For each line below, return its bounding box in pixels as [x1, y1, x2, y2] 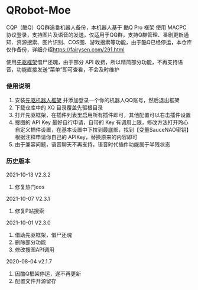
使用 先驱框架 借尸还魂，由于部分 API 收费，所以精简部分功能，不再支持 [6, 58, 178, 66]
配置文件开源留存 [14, 277, 57, 284]
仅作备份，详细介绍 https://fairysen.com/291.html [6, 45, 125, 53]
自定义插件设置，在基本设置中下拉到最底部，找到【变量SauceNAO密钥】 [14, 126, 192, 133]
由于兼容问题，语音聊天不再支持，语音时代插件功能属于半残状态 [14, 141, 170, 148]
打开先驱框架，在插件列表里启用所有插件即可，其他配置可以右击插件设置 [14, 112, 191, 119]
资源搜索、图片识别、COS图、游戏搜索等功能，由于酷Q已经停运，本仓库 [16, 38, 192, 45]
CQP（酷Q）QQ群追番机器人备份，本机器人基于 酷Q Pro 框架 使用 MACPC [6, 24, 187, 31]
